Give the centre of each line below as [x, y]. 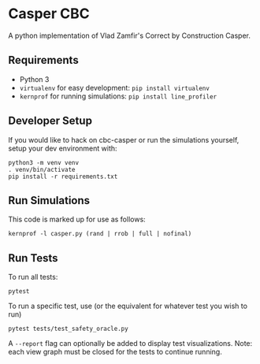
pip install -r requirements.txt [63, 176]
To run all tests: [33, 277]
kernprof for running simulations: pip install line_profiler [118, 96]
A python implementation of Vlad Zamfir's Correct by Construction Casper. [129, 35]
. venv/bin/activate [42, 169]
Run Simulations [49, 201]
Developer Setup [50, 121]
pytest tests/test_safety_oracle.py [68, 329]
